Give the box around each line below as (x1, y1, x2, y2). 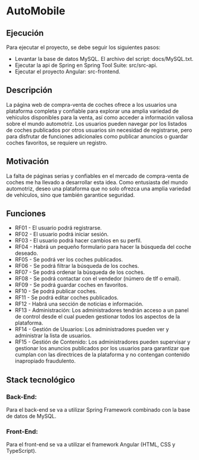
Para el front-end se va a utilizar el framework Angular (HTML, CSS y (6, 441, 176, 448)
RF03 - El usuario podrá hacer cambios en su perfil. (14, 237, 142, 244)
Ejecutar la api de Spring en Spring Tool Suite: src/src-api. (14, 61, 158, 69)
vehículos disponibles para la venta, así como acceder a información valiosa (6, 113, 194, 121)
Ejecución (6, 28, 44, 38)
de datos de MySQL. (6, 413, 57, 420)
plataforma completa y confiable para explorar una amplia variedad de (6, 107, 179, 115)
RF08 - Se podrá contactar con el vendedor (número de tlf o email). (14, 275, 181, 282)
